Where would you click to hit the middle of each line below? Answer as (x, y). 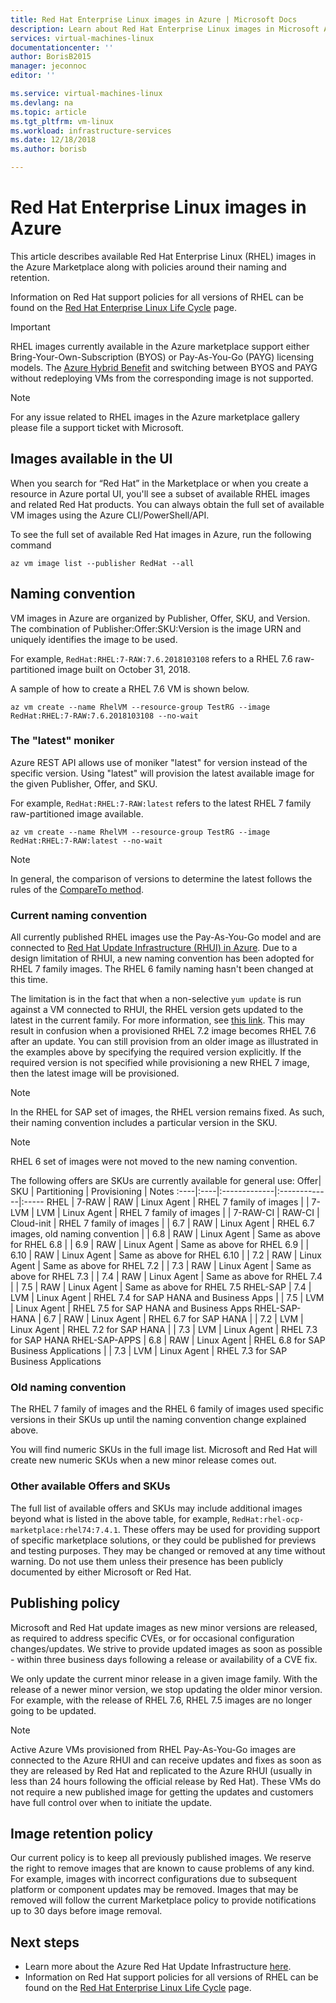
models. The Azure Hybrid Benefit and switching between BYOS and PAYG (164, 367)
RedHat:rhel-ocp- (268, 1519)
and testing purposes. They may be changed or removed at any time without (168, 1550)
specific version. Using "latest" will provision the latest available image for (162, 773)
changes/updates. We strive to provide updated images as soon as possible (166, 1648)
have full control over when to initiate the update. (111, 1802)
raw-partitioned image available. (77, 813)
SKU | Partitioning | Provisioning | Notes (92, 1192)
